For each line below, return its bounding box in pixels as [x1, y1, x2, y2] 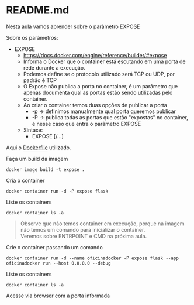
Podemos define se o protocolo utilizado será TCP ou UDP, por [23, 70, 175, 77]
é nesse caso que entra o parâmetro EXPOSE [32, 120, 141, 127]
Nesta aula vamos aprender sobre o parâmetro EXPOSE [6, 23, 140, 30]
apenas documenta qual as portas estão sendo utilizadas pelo [23, 89, 173, 96]
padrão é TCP [23, 77, 57, 84]
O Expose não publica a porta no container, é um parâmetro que [23, 83, 178, 90]
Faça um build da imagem [6, 155, 68, 162]
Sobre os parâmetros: [6, 34, 58, 41]
